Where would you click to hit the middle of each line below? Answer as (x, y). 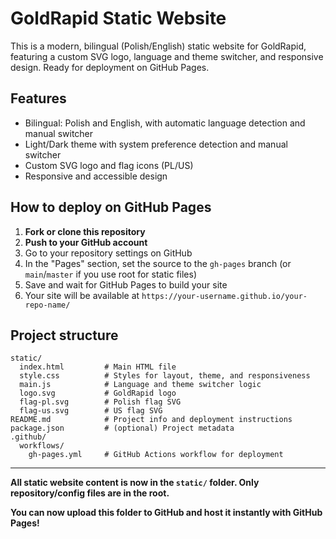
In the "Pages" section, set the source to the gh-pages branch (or (158, 263)
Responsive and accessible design (96, 176)
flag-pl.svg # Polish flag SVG (100, 402)
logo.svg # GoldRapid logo (98, 393)
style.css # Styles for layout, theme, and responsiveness (165, 376)
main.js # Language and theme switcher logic (140, 385)
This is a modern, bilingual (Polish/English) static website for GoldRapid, (158, 46)
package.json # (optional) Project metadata (122, 428)
